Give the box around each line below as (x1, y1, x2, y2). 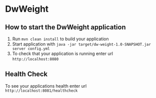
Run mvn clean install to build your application (12, 36, 109, 42)
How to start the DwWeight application (5, 23, 126, 31)
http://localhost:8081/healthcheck (5, 88, 78, 93)
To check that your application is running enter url (12, 50, 113, 56)
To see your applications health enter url (5, 83, 87, 89)
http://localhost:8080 (12, 57, 59, 62)
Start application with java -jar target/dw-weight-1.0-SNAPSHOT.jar (12, 41, 151, 47)
